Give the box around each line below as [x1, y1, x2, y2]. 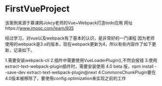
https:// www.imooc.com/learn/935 [5, 25, 74, 31]
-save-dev [5, 69, 26, 75]
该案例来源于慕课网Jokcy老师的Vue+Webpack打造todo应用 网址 [5, 20, 133, 25]
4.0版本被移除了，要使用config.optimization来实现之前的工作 [5, 75, 126, 81]
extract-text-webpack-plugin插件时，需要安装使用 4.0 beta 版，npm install [5, 63, 154, 69]
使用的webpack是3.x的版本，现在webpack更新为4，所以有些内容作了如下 [5, 41, 152, 47]
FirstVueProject [5, 3, 70, 14]
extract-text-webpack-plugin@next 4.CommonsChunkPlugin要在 [26, 69, 156, 75]
